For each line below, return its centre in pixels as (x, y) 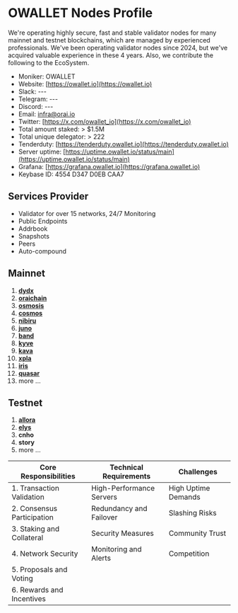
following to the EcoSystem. (49, 62)
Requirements (126, 476)
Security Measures (123, 534)
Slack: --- (32, 91)
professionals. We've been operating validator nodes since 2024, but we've (118, 47)
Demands (184, 497)
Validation (28, 497)
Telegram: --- (38, 99)
